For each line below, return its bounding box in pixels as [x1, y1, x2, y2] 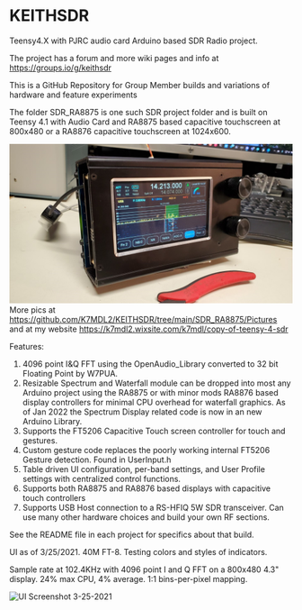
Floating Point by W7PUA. [22, 369, 119, 379]
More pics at [9, 305, 56, 315]
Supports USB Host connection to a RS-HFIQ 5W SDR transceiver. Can [22, 502, 285, 514]
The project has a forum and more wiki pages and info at [9, 52, 219, 63]
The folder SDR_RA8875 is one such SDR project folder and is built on [9, 106, 268, 117]
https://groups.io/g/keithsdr [9, 62, 112, 73]
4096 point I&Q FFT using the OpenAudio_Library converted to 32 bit [22, 359, 279, 369]
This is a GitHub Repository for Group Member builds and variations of [9, 79, 271, 90]
